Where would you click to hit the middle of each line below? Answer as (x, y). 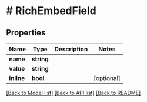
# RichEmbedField (51, 11)
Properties (26, 33)
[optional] (107, 78)
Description (71, 49)
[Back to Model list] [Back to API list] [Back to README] (73, 93)
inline (17, 78)
